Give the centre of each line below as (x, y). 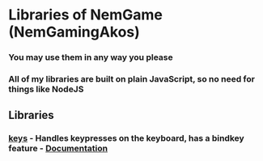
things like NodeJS (46, 89)
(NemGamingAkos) (74, 32)
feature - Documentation (58, 149)
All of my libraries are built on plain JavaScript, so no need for (131, 79)
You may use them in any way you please (91, 57)
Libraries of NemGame (86, 15)
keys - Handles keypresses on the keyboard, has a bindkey (126, 138)
